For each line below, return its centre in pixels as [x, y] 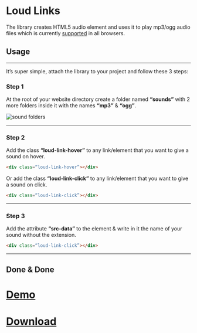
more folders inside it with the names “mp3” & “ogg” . [71, 106]
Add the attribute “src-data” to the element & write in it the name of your [94, 229]
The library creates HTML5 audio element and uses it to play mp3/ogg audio [98, 27]
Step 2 [16, 137]
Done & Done [30, 269]
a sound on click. [27, 185]
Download [31, 322]
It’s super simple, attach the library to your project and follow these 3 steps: [97, 71]
